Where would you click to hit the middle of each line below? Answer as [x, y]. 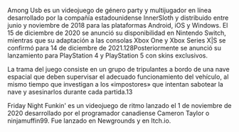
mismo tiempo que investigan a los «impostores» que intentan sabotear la [116, 84]
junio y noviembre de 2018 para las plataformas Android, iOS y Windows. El [118, 25]
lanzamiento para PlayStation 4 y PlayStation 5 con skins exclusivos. [108, 55]
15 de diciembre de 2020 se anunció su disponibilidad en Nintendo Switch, [117, 33]
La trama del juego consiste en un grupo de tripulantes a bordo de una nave [118, 69]
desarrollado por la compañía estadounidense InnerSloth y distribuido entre [118, 18]
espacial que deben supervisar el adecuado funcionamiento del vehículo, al [118, 77]
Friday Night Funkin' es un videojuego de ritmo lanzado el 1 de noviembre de [119, 105]
